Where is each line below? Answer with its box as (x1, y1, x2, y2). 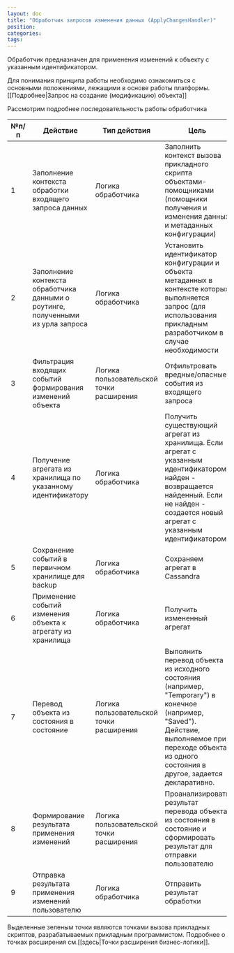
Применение (32, 592, 77, 602)
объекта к (32, 618, 66, 627)
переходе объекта (164, 743, 228, 752)
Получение (32, 456, 70, 465)
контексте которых (164, 284, 229, 294)
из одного (164, 752, 198, 762)
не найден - (164, 499, 206, 509)
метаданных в (164, 275, 213, 285)
